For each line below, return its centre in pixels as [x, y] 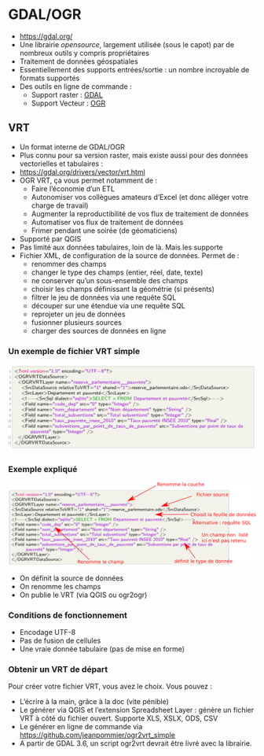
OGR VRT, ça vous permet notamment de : [88, 180]
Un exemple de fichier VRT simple [74, 351]
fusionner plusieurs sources [76, 322]
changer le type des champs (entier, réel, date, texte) [117, 272]
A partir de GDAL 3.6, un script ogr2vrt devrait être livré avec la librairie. [136, 743]
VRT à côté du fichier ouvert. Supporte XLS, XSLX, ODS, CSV [119, 718]
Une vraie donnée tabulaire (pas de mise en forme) [102, 649]
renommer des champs [69, 264]
